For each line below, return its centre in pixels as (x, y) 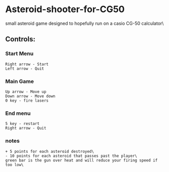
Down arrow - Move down (30, 96)
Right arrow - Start (27, 64)
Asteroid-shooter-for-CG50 (65, 9)
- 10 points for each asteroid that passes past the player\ (71, 156)
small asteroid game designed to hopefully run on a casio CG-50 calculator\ (84, 23)
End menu (18, 113)
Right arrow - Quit (26, 128)
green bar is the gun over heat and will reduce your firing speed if (81, 160)
